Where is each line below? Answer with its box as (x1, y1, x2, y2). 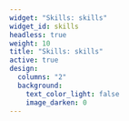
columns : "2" (17, 73, 67, 82)
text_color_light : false (25, 89, 120, 98)
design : (9, 65, 39, 74)
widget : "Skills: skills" (9, 13, 107, 23)
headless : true (9, 30, 67, 39)
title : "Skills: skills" (9, 47, 104, 56)
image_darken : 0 (25, 97, 88, 107)
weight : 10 (9, 38, 51, 48)
